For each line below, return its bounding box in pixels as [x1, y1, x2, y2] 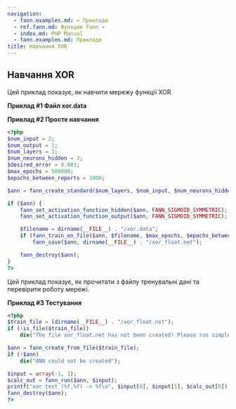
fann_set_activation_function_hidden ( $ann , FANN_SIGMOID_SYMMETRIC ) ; [20, 206, 228, 213]
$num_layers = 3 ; [7, 149, 58, 156]
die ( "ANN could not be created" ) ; [20, 357, 121, 365]
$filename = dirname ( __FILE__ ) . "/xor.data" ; [20, 226, 159, 233]
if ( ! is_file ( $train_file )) [7, 325, 90, 332]
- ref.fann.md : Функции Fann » [13, 23, 105, 30]
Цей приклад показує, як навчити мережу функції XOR [7, 87, 171, 96]
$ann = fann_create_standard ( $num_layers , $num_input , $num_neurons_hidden [7, 187, 234, 194]
